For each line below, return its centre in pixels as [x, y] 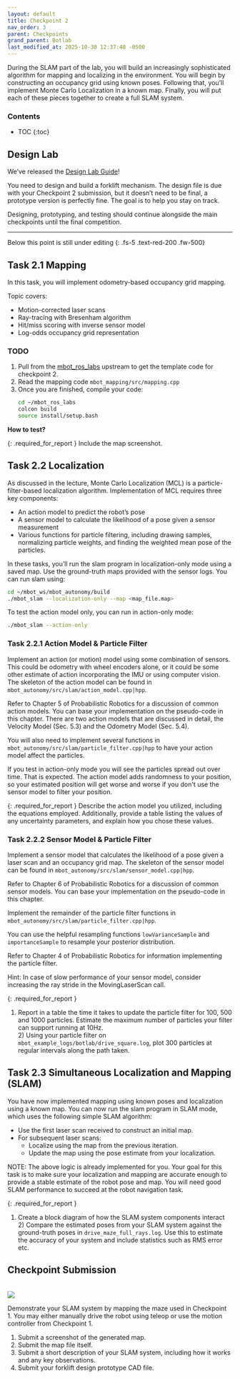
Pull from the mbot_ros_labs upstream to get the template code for [115, 367]
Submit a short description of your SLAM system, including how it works [124, 1352]
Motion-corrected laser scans [61, 310]
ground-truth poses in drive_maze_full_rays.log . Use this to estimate [120, 1232]
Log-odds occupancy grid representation [78, 332]
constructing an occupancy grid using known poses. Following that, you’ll [116, 82]
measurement [38, 527]
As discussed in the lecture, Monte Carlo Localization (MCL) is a [102, 483]
